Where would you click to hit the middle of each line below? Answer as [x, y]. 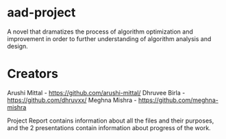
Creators [33, 74]
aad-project [41, 13]
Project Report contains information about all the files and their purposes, [111, 121]
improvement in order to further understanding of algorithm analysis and [109, 38]
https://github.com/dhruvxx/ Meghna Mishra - [72, 100]
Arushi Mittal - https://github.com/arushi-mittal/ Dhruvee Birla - [96, 92]
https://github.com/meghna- [178, 100]
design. [18, 46]
